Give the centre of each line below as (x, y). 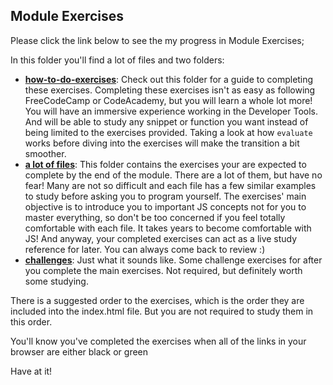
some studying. (56, 281)
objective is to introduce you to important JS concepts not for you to (165, 206)
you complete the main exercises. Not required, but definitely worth (163, 270)
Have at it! (31, 371)
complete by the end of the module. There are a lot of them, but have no (173, 175)
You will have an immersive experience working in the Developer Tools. (171, 111)
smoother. (45, 153)
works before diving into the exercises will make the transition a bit (162, 143)
